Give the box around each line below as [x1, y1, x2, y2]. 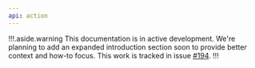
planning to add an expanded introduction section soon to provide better [8, 42, 248, 52]
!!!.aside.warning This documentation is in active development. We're [8, 34, 236, 43]
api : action [8, 11, 48, 20]
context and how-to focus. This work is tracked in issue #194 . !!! [8, 50, 220, 60]
